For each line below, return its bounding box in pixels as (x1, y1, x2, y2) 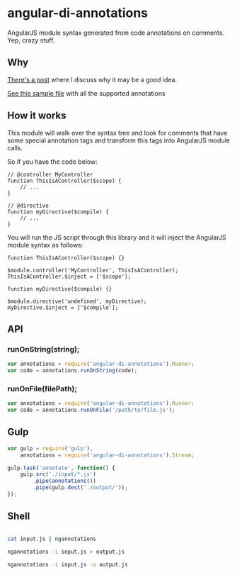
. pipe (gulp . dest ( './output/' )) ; (33, 484, 129, 491)
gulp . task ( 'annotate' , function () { (7, 464, 115, 471)
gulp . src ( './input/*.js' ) (20, 471, 97, 478)
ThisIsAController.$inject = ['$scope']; (7, 273, 132, 280)
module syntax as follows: (7, 240, 83, 249)
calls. (7, 143, 23, 152)
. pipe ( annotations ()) (33, 477, 97, 485)
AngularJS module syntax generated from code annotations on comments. (7, 28, 225, 37)
